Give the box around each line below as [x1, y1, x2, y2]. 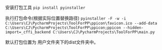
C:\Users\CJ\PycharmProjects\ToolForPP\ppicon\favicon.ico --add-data [5, 21, 157, 26]
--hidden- [123, 25, 144, 30]
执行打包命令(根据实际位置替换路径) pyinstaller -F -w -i [5, 15, 127, 21]
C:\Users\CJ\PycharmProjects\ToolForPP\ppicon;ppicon [5, 25, 121, 30]
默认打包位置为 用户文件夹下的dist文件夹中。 [5, 39, 99, 45]
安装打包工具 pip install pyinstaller [5, 5, 86, 10]
